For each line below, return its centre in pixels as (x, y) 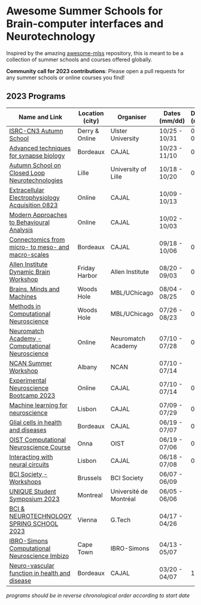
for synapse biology (37, 155)
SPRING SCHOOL (34, 523)
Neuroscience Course (40, 447)
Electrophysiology (34, 197)
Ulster (119, 131)
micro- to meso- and (39, 247)
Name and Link (41, 117)
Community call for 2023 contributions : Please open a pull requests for (95, 71)
